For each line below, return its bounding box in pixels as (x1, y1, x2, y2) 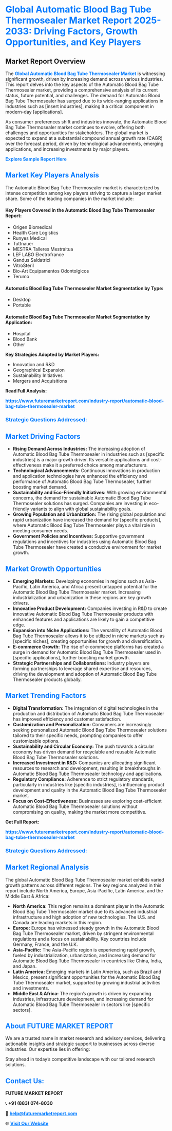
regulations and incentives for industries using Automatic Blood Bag (12, 538, 157, 545)
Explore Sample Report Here (5, 156, 67, 162)
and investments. (12, 985, 50, 991)
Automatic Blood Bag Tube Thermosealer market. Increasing (12, 589, 141, 595)
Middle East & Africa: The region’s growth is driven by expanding (12, 990, 151, 996)
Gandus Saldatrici (12, 257, 50, 263)
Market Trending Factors (5, 691, 86, 700)
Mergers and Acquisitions (12, 378, 68, 384)
